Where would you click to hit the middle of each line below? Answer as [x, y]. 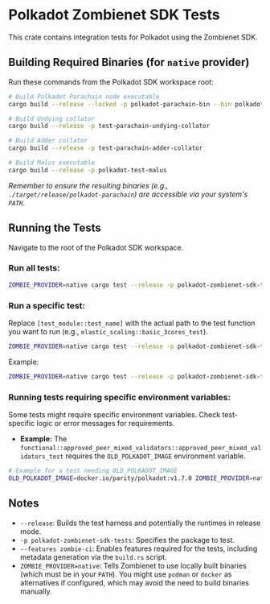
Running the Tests [55, 228]
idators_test [42, 457]
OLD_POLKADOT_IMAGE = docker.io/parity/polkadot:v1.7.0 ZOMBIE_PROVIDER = [131, 478]
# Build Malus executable [51, 163]
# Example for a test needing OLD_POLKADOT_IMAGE [93, 471]
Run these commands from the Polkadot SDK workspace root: [111, 81]
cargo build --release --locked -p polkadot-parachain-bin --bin [120, 104]
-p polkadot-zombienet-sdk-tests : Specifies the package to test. [127, 540]
